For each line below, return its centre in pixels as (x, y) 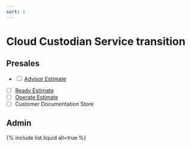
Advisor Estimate (45, 79)
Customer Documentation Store (54, 104)
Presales (23, 64)
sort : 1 (16, 12)
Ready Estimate (34, 90)
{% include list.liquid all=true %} (46, 137)
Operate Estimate (36, 97)
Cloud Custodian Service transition (96, 41)
